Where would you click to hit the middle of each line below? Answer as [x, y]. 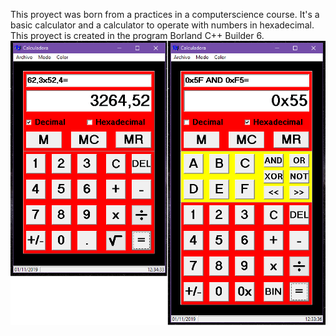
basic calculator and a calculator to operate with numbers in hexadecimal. [162, 25]
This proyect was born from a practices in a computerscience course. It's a [165, 14]
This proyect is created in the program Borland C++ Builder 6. [137, 35]
